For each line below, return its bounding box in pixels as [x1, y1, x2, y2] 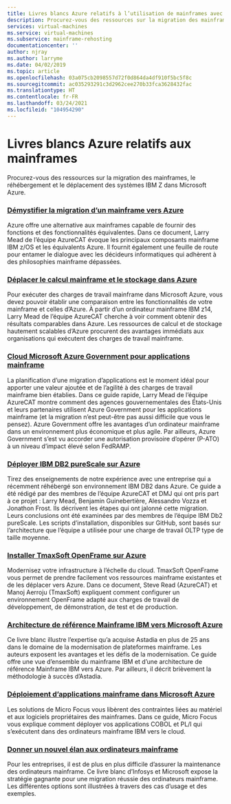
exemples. [7, 790, 36, 798]
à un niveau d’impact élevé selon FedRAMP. [7, 442, 131, 450]
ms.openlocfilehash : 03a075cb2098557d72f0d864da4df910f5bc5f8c [7, 74, 192, 81]
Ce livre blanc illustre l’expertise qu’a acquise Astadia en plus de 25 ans [7, 636, 210, 644]
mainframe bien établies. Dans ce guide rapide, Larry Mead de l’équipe [7, 390, 208, 399]
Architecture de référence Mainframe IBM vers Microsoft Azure [7, 620, 223, 630]
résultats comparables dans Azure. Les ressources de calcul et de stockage [7, 320, 222, 328]
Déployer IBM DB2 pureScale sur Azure [7, 459, 141, 469]
